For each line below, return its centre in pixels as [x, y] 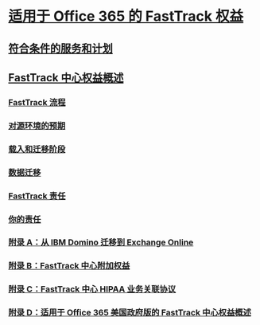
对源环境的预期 [37, 126]
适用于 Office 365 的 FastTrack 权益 [126, 16]
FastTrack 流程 [37, 102]
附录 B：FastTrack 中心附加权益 [69, 266]
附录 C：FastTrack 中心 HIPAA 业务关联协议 [92, 289]
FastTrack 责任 [37, 196]
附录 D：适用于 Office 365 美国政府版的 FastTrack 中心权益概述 [130, 313]
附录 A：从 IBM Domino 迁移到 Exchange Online [101, 242]
